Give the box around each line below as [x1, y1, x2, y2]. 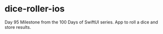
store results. [4, 24, 31, 30]
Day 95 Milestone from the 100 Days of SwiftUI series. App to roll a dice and [4, 19, 158, 25]
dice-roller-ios [4, 3, 65, 14]
